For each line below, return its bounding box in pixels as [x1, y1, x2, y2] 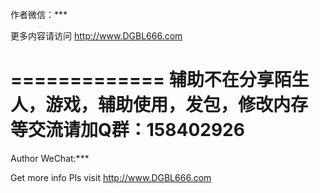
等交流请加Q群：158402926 [10, 119, 245, 142]
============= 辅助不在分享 [10, 69, 275, 92]
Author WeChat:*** [10, 152, 90, 164]
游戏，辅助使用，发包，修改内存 [45, 94, 309, 117]
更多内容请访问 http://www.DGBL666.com [10, 30, 183, 42]
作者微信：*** [10, 9, 68, 20]
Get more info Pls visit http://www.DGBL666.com [10, 171, 212, 183]
